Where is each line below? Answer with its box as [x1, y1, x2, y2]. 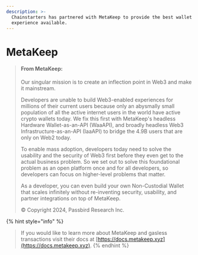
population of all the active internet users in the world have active [20, 109, 181, 116]
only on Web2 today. [20, 134, 71, 141]
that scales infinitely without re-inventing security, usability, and [20, 188, 177, 196]
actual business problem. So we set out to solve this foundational [20, 158, 180, 165]
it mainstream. [20, 84, 56, 92]
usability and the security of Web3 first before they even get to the [20, 152, 184, 159]
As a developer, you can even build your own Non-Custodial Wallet [20, 182, 184, 189]
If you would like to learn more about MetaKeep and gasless [20, 229, 168, 236]
